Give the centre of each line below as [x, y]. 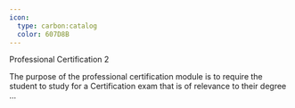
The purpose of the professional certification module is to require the [136, 77]
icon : [19, 17]
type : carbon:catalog [57, 26]
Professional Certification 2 [59, 60]
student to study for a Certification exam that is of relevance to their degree [148, 87]
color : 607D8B [43, 34]
